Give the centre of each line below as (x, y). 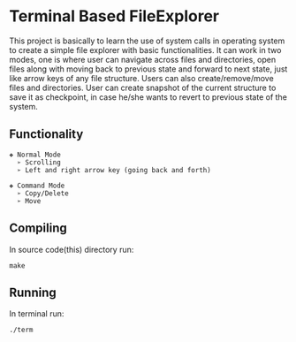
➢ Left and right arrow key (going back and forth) (114, 170)
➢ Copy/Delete (43, 193)
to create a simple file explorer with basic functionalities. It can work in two (145, 49)
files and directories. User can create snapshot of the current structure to (143, 87)
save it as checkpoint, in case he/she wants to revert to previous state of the (148, 97)
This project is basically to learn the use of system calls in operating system (147, 41)
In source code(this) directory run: (72, 249)
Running (33, 292)
